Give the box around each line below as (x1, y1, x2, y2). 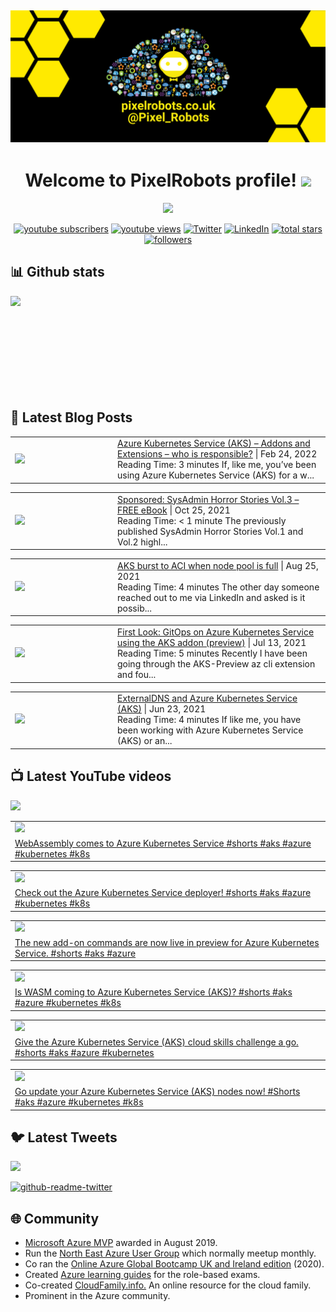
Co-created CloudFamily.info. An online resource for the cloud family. (24, 1279, 312, 1291)
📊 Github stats (10, 264, 105, 281)
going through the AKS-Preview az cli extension (117, 658, 316, 670)
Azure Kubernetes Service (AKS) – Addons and (117, 437, 311, 450)
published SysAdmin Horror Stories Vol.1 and (117, 525, 304, 537)
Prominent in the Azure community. (24, 1290, 171, 1302)
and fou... (117, 669, 157, 681)
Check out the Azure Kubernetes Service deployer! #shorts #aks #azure (14, 887, 312, 899)
